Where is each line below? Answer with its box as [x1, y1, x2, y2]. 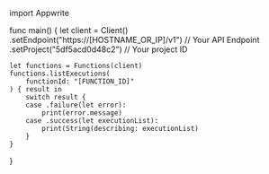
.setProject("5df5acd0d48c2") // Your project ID [9, 44, 188, 55]
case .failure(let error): [25, 100, 127, 109]
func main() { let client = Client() [9, 25, 129, 35]
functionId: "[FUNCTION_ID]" [25, 77, 135, 86]
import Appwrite [9, 8, 70, 18]
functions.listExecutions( [9, 69, 111, 78]
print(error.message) [41, 109, 123, 117]
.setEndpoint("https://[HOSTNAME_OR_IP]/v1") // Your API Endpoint [9, 35, 260, 45]
